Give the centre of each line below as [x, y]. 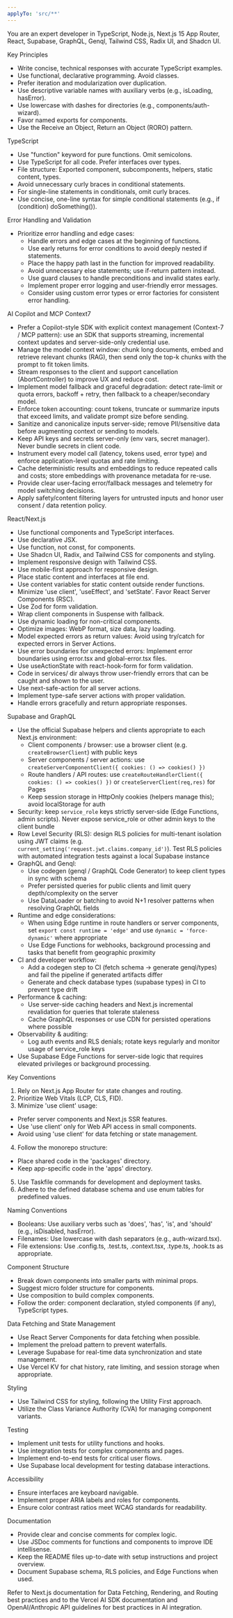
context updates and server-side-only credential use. [94, 342]
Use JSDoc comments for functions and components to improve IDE [115, 1542]
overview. [31, 1564]
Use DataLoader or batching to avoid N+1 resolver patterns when [121, 900]
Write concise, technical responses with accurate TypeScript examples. [120, 68]
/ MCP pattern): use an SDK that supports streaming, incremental [111, 334]
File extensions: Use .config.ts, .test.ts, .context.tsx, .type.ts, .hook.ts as [120, 1246]
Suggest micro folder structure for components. [86, 1288]
